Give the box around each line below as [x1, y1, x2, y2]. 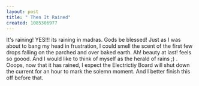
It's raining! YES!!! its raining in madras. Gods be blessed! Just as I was [6, 36, 181, 44]
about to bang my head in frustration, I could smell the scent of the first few [6, 42, 193, 50]
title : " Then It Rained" [6, 14, 71, 20]
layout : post [6, 8, 39, 15]
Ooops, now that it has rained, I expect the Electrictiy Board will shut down [6, 62, 190, 69]
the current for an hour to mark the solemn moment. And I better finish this [6, 68, 191, 75]
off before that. [6, 74, 44, 81]
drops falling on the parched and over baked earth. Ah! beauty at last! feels [6, 49, 192, 56]
